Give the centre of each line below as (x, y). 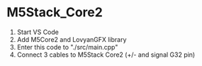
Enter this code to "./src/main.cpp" (67, 47)
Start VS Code (38, 32)
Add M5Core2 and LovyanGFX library (72, 39)
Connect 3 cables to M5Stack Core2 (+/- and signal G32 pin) (106, 55)
